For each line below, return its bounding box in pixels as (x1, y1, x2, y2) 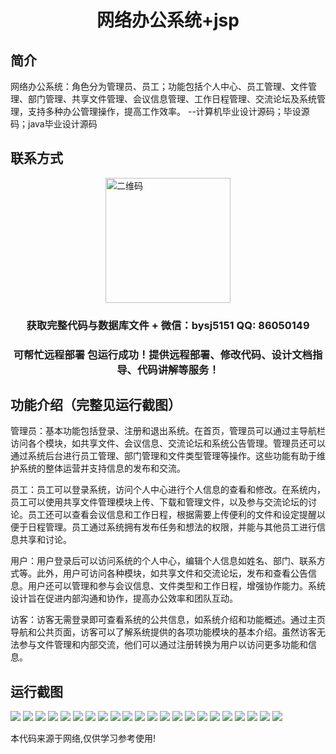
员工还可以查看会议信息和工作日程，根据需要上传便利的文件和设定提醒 (27, 509, 317, 521)
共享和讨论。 (18, 534, 72, 546)
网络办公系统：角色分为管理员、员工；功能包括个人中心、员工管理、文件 (10, 81, 308, 92)
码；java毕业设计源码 (10, 118, 98, 130)
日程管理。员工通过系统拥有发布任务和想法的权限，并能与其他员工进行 (27, 521, 317, 533)
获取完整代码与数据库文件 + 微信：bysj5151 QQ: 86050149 (26, 318, 310, 332)
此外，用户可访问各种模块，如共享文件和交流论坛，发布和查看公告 (36, 567, 308, 580)
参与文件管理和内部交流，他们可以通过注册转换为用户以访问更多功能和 (18, 639, 308, 651)
